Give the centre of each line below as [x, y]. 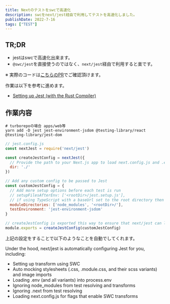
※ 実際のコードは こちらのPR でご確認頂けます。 [54, 75]
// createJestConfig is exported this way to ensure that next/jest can [83, 223]
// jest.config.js [25, 144]
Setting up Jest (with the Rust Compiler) [54, 96]
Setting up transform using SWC [46, 264]
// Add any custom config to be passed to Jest [56, 181]
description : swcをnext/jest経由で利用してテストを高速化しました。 [71, 15]
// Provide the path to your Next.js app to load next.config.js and [84, 162]
